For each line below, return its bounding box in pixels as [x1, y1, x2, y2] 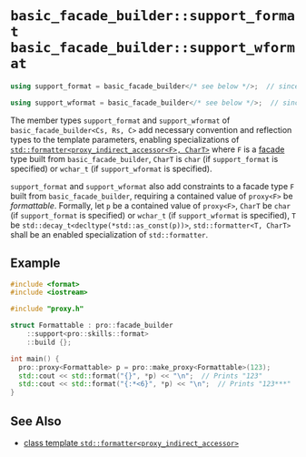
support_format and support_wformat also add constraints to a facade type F [10, 180, 294, 191]
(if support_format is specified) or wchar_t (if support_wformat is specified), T [10, 209, 296, 220]
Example [10, 256, 61, 271]
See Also [10, 413, 62, 429]
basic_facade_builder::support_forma [10, 7, 296, 25]
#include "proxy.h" [10, 304, 84, 314]
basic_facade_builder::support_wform [10, 39, 296, 56]
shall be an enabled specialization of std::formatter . [10, 228, 209, 239]
